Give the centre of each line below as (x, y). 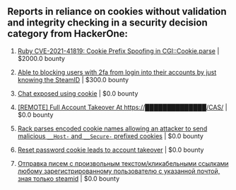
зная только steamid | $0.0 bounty (69, 178)
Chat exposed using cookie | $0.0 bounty (78, 93)
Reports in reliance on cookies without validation (117, 12)
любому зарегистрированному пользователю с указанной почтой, (119, 171)
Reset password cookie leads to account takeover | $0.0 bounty (111, 150)
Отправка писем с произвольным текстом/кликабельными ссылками (123, 163)
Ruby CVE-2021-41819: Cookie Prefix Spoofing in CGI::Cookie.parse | (118, 51)
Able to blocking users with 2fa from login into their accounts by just (117, 72)
